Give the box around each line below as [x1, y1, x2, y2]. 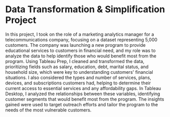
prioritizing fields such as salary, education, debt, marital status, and [5, 64, 149, 70]
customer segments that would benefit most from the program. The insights [5, 96, 164, 102]
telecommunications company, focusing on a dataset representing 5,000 [5, 37, 158, 43]
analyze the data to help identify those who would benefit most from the [5, 52, 157, 59]
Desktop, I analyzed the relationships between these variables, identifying [5, 91, 160, 97]
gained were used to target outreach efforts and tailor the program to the [5, 101, 158, 107]
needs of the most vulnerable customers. [5, 107, 92, 113]
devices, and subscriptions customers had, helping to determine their [5, 80, 151, 86]
